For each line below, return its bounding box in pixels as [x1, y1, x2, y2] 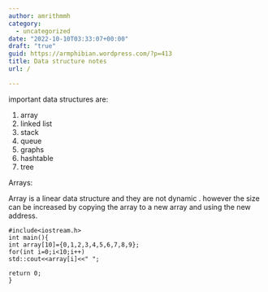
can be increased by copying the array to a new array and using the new [8, 202, 252, 211]
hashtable [19, 153, 54, 163]
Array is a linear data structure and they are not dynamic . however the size [8, 193, 260, 203]
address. [8, 211, 38, 220]
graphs [19, 144, 45, 155]
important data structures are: [8, 94, 109, 104]
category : [8, 20, 42, 28]
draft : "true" [8, 42, 57, 50]
